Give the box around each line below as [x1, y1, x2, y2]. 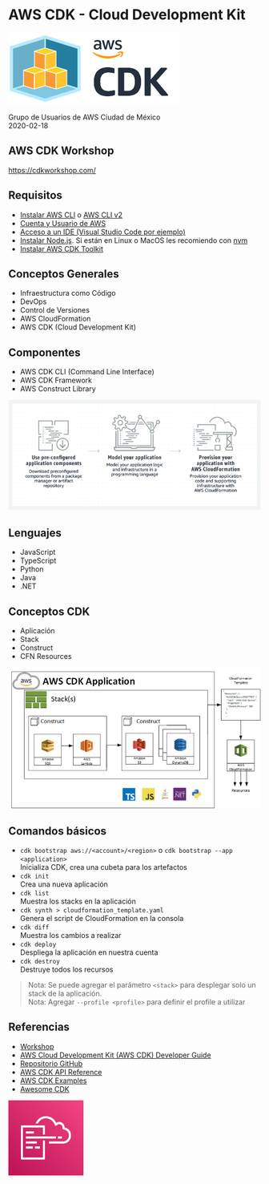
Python [19, 564, 44, 574]
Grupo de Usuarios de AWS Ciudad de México [8, 112, 161, 122]
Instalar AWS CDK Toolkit [19, 244, 104, 253]
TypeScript [19, 556, 57, 566]
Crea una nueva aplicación [19, 879, 108, 889]
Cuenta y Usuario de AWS [19, 218, 106, 228]
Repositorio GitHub [19, 1058, 83, 1068]
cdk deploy [19, 940, 57, 949]
